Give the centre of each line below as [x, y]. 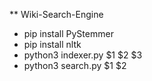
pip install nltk [52, 44]
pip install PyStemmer [68, 33]
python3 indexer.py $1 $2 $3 [83, 55]
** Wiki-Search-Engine [56, 14]
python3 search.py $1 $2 [75, 65]
